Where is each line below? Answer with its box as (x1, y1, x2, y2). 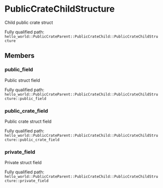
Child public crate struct (4, 19, 53, 25)
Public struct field (4, 77, 40, 83)
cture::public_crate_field (4, 137, 60, 142)
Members (4, 52, 35, 60)
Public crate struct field (4, 118, 52, 124)
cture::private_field (4, 179, 49, 184)
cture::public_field (4, 96, 47, 101)
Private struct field (4, 160, 42, 166)
